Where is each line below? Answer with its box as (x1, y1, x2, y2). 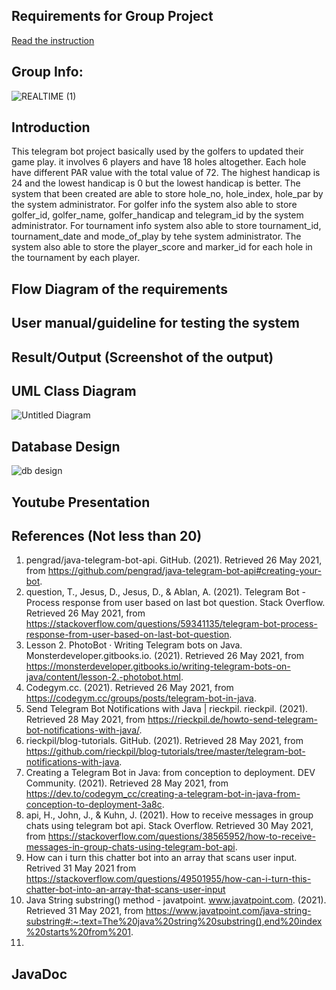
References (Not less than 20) (11, 528, 203, 545)
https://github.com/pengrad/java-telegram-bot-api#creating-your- (47, 565, 322, 577)
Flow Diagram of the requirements (11, 280, 228, 298)
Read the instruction (11, 34, 95, 46)
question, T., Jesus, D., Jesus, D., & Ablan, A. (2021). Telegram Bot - (25, 586, 306, 598)
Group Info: (11, 64, 84, 81)
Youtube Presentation (11, 494, 151, 511)
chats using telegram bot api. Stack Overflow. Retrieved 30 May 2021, (25, 820, 314, 832)
